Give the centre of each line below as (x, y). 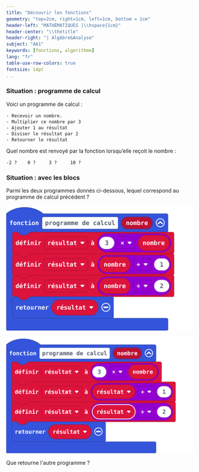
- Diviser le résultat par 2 (42, 134)
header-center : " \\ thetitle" (42, 32)
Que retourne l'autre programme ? (48, 462)
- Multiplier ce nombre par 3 (44, 122)
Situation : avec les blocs (43, 178)
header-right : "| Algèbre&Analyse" (50, 38)
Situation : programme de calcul (53, 91)
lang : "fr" (20, 57)
